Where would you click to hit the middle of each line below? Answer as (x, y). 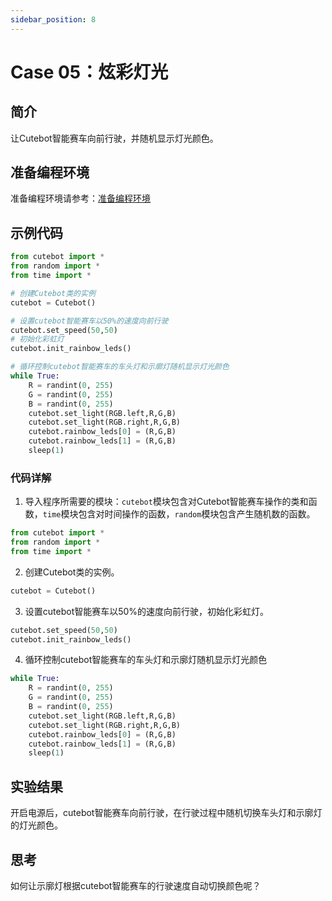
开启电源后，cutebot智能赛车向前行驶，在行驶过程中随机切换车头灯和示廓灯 (166, 813)
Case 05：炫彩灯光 (89, 72)
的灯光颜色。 (36, 825)
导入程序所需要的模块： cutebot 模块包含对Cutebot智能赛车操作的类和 (166, 502)
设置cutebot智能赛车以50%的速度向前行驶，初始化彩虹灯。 (147, 611)
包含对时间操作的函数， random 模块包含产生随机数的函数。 (197, 514)
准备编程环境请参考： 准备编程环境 (80, 198)
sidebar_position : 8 (53, 19)
